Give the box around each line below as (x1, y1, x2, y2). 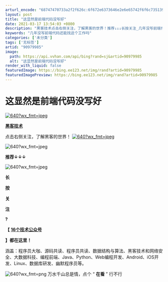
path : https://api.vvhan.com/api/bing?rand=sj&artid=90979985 (9, 54, 142, 59)
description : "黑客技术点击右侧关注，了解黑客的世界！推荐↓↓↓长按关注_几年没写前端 (5, 26, 161, 31)
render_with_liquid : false (5, 63, 61, 68)
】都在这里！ (5, 237, 31, 243)
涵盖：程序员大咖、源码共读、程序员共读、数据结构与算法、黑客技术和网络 (5, 247, 158, 253)
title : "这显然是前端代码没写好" (5, 17, 66, 22)
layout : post (5, 12, 32, 17)
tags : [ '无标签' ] (5, 40, 39, 45)
